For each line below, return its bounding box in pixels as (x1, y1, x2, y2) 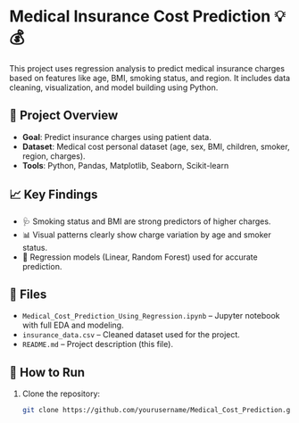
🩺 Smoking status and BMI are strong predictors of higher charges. (21, 216, 271, 227)
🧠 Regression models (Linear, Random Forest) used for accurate (21, 252, 258, 262)
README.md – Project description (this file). (21, 339, 174, 350)
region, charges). (21, 150, 87, 162)
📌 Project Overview (9, 108, 119, 123)
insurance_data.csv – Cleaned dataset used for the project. (21, 329, 241, 340)
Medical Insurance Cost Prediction (9, 6, 271, 27)
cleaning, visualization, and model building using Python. (9, 82, 219, 93)
